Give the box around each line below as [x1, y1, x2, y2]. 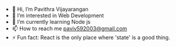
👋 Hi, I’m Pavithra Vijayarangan [11, 6, 89, 12]
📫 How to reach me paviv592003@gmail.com [11, 25, 128, 32]
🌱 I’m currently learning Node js [11, 18, 91, 25]
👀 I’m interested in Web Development [11, 12, 104, 19]
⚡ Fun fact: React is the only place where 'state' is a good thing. [11, 34, 171, 41]
